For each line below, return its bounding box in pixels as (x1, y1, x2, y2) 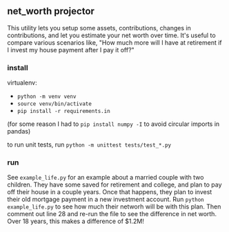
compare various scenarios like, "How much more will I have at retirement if (7, 38, 222, 47)
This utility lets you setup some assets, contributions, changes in (7, 23, 191, 32)
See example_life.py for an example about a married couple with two (7, 173, 204, 182)
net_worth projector (7, 6, 95, 17)
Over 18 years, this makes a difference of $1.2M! (7, 217, 145, 226)
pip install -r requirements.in (17, 108, 110, 115)
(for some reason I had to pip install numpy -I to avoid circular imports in (7, 120, 220, 128)
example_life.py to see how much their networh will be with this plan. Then (7, 202, 221, 211)
